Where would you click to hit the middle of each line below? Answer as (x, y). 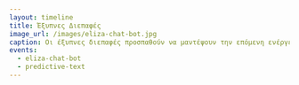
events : (24, 50)
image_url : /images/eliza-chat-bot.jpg (83, 34)
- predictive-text (52, 67)
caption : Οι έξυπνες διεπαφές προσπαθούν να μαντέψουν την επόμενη (137, 42)
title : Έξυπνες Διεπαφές (55, 26)
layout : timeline (41, 17)
